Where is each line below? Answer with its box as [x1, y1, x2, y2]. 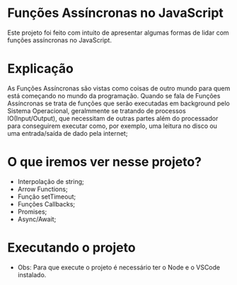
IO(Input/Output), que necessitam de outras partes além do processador [7, 114, 219, 122]
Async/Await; [17, 214, 57, 223]
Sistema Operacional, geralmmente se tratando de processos [7, 106, 186, 115]
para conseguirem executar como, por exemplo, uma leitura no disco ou [7, 122, 218, 130]
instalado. [17, 270, 47, 279]
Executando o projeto [7, 240, 136, 255]
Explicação [7, 61, 74, 77]
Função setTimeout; [17, 192, 76, 201]
